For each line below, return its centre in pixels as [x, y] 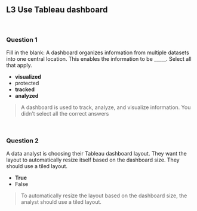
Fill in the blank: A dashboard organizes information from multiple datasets [98, 52]
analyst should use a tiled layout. [61, 202]
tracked [24, 89]
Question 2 [22, 141]
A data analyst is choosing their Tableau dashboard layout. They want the [96, 154]
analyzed [27, 96]
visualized [28, 77]
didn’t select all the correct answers [65, 114]
